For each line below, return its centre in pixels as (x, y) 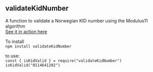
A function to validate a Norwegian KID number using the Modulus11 (76, 20)
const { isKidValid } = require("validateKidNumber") (64, 61)
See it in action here (26, 31)
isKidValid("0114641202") (33, 65)
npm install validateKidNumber (39, 46)
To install (15, 41)
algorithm (15, 26)
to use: (12, 56)
